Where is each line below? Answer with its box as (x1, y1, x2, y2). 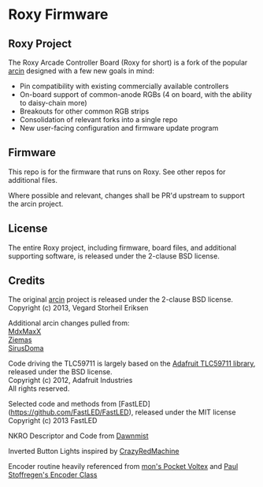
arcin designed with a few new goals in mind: (8, 66, 155, 76)
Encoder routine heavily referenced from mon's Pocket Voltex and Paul (8, 462, 239, 471)
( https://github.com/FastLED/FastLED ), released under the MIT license (8, 407, 236, 417)
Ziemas (8, 335, 32, 344)
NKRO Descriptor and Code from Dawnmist (8, 431, 149, 441)
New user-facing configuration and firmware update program (19, 124, 219, 132)
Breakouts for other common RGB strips (19, 106, 150, 116)
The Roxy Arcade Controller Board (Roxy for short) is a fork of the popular (8, 58, 248, 67)
